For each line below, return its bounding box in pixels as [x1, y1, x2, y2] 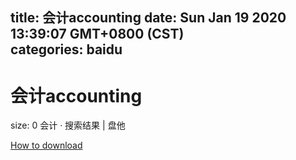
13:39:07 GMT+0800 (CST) [10, 26, 185, 43]
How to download [10, 139, 83, 152]
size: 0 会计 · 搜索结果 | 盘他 [10, 119, 126, 132]
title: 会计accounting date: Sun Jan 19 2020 [10, 9, 287, 27]
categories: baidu [10, 41, 123, 58]
